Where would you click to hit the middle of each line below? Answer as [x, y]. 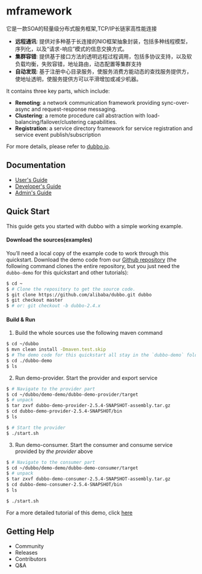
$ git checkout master [35, 300]
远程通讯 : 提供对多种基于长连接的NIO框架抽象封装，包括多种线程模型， [103, 41]
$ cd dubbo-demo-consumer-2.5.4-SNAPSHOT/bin [64, 485]
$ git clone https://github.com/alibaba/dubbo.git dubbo [79, 295]
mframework [39, 11]
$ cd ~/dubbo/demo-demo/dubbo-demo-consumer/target [72, 468]
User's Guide [31, 179]
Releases [26, 552]
